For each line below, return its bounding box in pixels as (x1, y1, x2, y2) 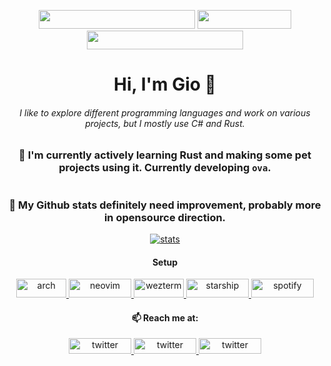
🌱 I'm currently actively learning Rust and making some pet (18, 148, 312, 162)
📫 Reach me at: (131, 311, 199, 324)
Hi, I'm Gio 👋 (113, 73, 217, 96)
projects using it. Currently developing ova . (58, 161, 272, 175)
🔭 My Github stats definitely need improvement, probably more (8, 198, 322, 212)
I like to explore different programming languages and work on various (19, 106, 311, 119)
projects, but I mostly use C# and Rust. (85, 117, 245, 129)
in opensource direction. (103, 210, 227, 224)
